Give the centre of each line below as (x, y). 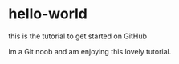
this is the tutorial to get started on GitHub (77, 36)
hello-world (48, 14)
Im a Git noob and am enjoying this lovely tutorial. (90, 51)
